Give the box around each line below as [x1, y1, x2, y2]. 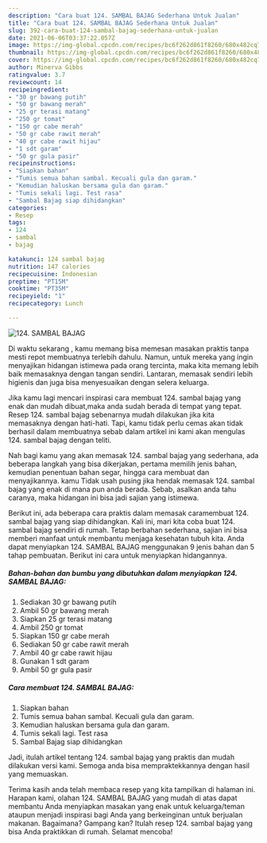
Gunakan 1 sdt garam [19, 656, 90, 666]
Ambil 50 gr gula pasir [19, 665, 93, 674]
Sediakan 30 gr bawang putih [19, 597, 117, 607]
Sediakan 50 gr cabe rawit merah [19, 639, 130, 649]
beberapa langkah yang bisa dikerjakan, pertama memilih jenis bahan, [8, 459, 238, 468]
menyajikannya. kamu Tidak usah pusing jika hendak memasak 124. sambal [8, 476, 255, 485]
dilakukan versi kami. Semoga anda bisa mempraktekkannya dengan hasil [8, 760, 250, 770]
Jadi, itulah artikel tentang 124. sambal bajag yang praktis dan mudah [8, 752, 235, 762]
